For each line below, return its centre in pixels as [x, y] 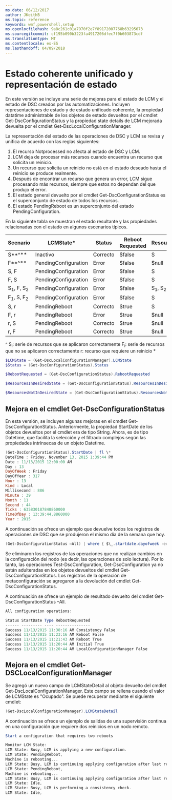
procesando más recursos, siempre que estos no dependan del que [84, 184]
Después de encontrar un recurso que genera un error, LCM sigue [82, 179]
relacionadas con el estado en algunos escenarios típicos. [67, 227]
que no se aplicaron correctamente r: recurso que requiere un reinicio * [81, 351]
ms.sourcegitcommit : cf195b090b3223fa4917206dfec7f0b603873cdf [74, 34]
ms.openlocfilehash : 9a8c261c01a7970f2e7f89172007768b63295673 [74, 29]
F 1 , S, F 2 [18, 298]
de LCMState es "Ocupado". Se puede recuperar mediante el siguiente [80, 696]
